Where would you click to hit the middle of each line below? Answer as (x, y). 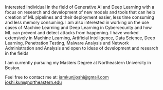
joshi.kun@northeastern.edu (34, 82)
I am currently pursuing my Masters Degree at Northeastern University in (78, 63)
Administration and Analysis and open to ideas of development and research (82, 48)
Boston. (13, 68)
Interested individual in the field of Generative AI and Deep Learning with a (80, 7)
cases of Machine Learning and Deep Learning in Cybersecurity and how (79, 28)
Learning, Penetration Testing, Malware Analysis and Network (67, 43)
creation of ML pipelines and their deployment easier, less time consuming (80, 17)
